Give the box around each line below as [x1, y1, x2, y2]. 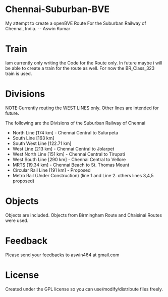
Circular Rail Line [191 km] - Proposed [12, 167, 91, 173]
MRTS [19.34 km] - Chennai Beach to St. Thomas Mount [12, 162, 130, 168]
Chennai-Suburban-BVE [5, 4, 110, 15]
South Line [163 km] [12, 135, 54, 141]
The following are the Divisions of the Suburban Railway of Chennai [5, 120, 145, 126]
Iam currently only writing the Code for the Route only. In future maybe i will [5, 59, 162, 66]
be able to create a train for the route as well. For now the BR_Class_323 [5, 65, 155, 71]
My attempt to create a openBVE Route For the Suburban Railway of [5, 20, 146, 26]
